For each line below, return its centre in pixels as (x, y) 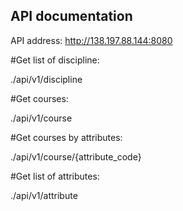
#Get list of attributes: (55, 176)
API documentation (71, 16)
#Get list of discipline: (55, 60)
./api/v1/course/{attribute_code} (76, 156)
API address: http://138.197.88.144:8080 (91, 40)
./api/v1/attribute (44, 195)
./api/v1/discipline (46, 79)
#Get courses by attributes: (66, 137)
